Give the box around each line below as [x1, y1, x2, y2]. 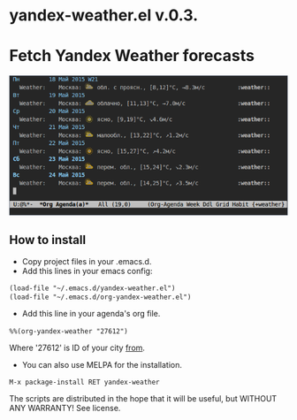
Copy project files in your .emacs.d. [21, 256, 152, 266]
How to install [9, 233, 87, 248]
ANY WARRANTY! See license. [9, 402, 121, 413]
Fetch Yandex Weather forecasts [9, 46, 255, 66]
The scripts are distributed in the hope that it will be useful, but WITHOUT [9, 393, 278, 403]
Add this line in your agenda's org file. [21, 308, 161, 318]
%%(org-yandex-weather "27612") [9, 326, 128, 336]
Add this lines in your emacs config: [21, 265, 153, 276]
